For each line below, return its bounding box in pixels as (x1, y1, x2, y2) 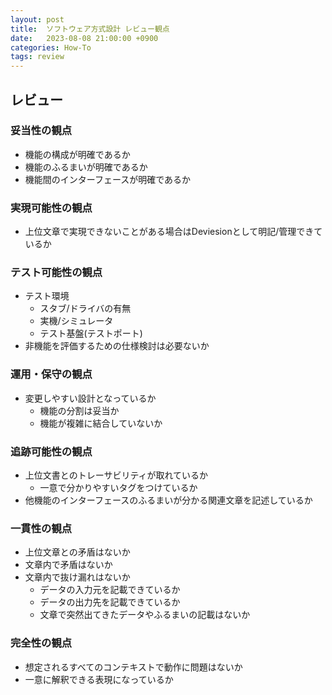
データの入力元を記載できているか (39, 584, 181, 596)
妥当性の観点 (10, 124, 73, 138)
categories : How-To (10, 42, 92, 53)
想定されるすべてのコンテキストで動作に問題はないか (24, 661, 243, 673)
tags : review (10, 52, 65, 62)
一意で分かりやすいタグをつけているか (39, 482, 198, 493)
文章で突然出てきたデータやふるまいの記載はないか (39, 609, 251, 621)
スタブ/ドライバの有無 (39, 302, 132, 315)
